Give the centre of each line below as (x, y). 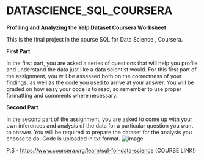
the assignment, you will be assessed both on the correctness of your (94, 76)
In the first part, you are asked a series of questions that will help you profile (102, 63)
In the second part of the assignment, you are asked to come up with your (99, 119)
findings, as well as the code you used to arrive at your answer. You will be (100, 82)
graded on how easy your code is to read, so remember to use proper (94, 89)
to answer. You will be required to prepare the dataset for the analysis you (99, 132)
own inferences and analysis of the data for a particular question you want (100, 125)
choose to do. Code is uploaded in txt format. (64, 139)
